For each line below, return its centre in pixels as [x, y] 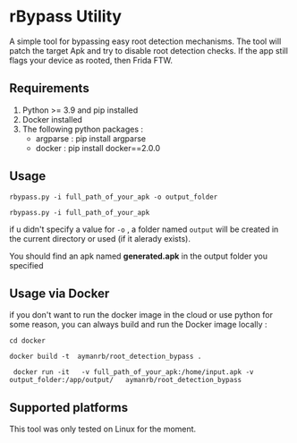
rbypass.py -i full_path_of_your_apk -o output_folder [114, 197]
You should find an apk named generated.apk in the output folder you [139, 256]
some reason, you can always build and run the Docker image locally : [138, 325]
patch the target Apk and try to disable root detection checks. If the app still [149, 50]
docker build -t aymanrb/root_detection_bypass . [106, 357]
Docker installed [52, 119]
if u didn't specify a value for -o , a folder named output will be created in [144, 229]
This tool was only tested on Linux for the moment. [103, 429]
